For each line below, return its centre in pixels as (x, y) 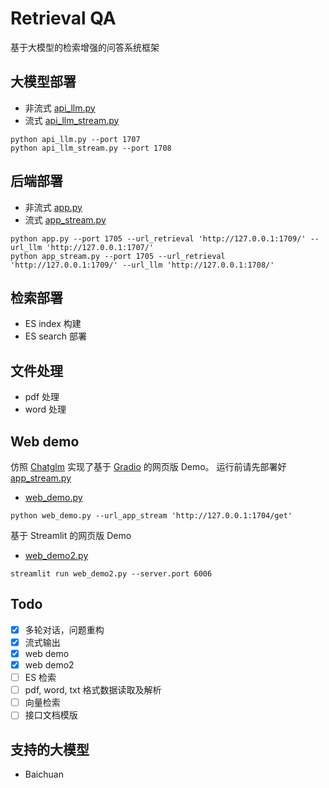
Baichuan (44, 774)
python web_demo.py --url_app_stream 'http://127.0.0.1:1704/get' (151, 516)
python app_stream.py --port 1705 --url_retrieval (118, 256)
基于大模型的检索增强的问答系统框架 (85, 47)
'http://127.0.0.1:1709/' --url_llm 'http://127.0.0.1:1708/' (142, 265)
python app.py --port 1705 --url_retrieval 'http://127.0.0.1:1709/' (158, 238)
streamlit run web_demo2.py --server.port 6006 (111, 574)
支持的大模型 (50, 749)
